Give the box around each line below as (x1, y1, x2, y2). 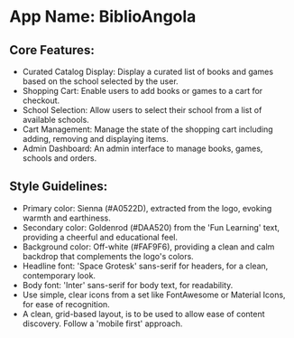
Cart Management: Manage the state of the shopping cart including (22, 124, 273, 135)
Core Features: (9, 42, 95, 58)
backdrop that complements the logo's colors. (22, 250, 194, 261)
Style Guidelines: (9, 179, 108, 194)
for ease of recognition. (22, 298, 110, 309)
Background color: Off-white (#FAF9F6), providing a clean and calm (22, 241, 275, 252)
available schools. (22, 115, 90, 125)
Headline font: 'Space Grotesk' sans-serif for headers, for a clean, (22, 260, 269, 271)
